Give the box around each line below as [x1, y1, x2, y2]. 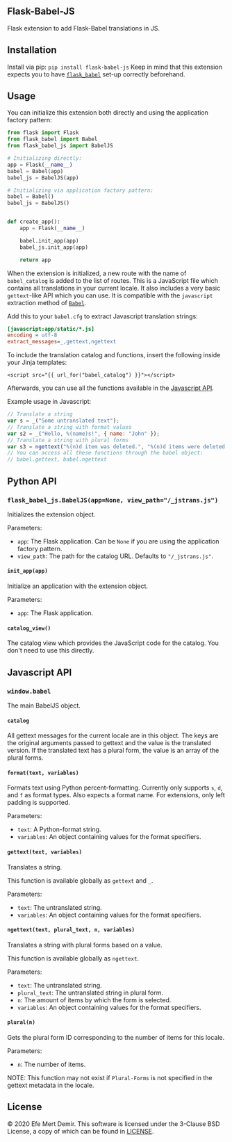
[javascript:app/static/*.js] [7, 325, 95, 332]
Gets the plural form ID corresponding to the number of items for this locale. [7, 1033, 225, 1041]
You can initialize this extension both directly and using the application [7, 108, 208, 117]
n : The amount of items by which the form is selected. [17, 995, 172, 1004]
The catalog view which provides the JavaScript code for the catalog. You [7, 639, 219, 647]
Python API [7, 475, 57, 487]
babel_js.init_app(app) [19, 243, 89, 251]
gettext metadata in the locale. [7, 1081, 94, 1089]
